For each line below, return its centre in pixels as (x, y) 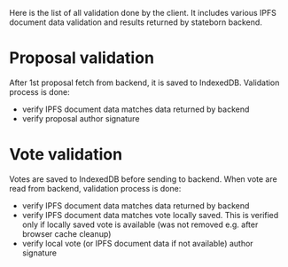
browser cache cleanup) (66, 233)
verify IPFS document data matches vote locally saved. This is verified (150, 215)
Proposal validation (82, 58)
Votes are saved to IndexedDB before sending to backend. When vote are (143, 179)
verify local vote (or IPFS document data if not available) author (138, 243)
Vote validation (66, 155)
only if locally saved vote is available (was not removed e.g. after (140, 224)
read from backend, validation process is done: (95, 188)
